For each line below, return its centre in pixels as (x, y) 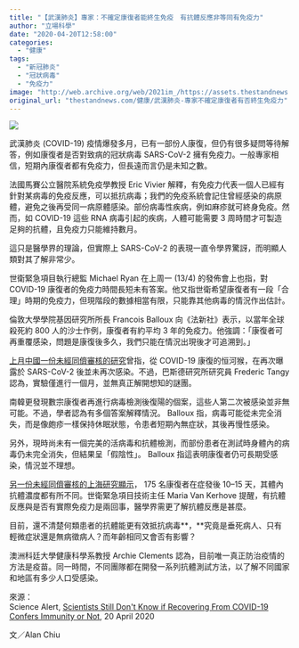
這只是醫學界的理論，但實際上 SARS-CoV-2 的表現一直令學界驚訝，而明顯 (144, 248)
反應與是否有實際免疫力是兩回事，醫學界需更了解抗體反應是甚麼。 (130, 507)
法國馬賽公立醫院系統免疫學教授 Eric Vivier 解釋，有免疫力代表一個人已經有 (147, 185)
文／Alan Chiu (35, 635)
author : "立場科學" (43, 26)
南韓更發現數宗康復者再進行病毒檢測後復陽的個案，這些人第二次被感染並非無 (149, 402)
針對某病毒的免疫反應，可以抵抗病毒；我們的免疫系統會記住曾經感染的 (138, 196)
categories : (31, 42)
